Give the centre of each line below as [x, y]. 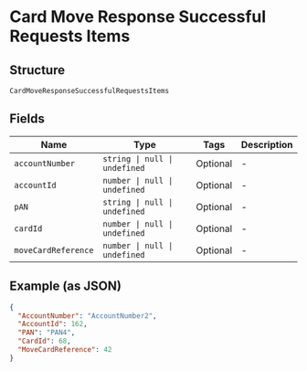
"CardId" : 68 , [44, 341]
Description [267, 144]
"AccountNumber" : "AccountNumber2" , [87, 316]
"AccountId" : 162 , [53, 324]
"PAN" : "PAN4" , [47, 333]
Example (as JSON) [65, 286]
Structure [37, 70]
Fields [27, 119]
